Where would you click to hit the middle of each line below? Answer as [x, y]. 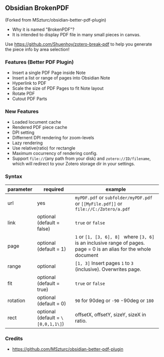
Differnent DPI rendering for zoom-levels [53, 138]
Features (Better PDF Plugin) [40, 62]
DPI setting [23, 132]
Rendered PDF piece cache [40, 127]
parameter [20, 189]
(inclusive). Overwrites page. [108, 269]
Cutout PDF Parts [30, 99]
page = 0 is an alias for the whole [113, 249]
